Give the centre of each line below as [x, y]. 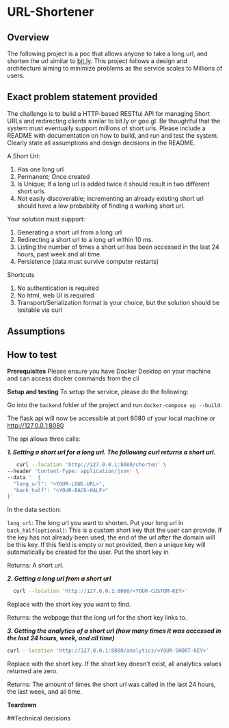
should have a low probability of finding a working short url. [101, 206]
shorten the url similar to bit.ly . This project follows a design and [97, 61]
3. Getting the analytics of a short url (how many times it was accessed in [114, 631]
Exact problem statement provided [83, 97]
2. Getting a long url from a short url [59, 579]
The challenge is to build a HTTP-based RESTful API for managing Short [109, 113]
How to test [32, 355]
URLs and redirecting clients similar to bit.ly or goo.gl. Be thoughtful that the [114, 121]
